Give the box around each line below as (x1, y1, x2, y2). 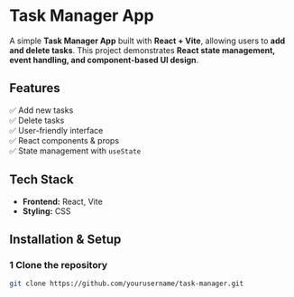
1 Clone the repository (9, 258, 108, 271)
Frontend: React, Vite (22, 196, 104, 207)
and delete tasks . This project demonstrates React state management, (9, 44, 276, 55)
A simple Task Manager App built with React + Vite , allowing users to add (9, 35, 286, 46)
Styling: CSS (22, 205, 71, 217)
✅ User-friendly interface (9, 125, 104, 135)
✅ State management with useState (9, 145, 142, 156)
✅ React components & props (9, 135, 120, 145)
